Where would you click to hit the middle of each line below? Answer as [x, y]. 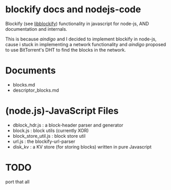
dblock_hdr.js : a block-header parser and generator [68, 125]
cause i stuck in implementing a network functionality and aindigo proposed [86, 44]
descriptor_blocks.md [36, 90]
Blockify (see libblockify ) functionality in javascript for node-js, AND [77, 24]
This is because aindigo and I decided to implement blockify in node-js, [81, 39]
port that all [17, 182]
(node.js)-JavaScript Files [62, 111]
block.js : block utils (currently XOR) [51, 130]
